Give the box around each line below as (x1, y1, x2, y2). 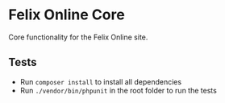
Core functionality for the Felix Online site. (8, 32, 148, 42)
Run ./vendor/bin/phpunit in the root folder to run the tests (19, 85, 218, 95)
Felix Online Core (8, 6, 125, 24)
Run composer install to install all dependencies (19, 76, 182, 86)
